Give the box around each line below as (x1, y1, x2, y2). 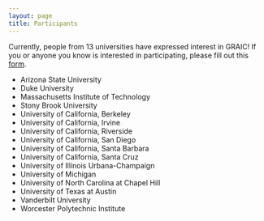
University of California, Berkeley (19, 108, 132, 118)
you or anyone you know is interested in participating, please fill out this (8, 50, 249, 60)
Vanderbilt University (19, 195, 91, 205)
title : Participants (8, 19, 79, 28)
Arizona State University (19, 74, 102, 84)
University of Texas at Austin (19, 186, 117, 196)
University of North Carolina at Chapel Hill (19, 177, 161, 187)
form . (8, 58, 27, 69)
